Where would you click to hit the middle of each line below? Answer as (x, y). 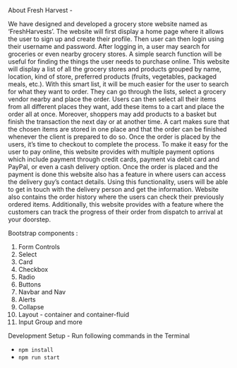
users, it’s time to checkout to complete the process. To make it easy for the (118, 144)
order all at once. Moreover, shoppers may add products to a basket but (113, 114)
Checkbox (33, 269)
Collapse (31, 307)
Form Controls (39, 247)
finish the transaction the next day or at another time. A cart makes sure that (119, 122)
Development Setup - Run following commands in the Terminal (99, 336)
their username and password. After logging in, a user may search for (109, 46)
